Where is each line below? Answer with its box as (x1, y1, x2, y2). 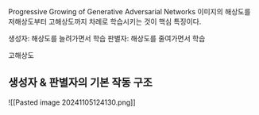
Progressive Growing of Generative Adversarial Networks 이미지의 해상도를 (8, 7, 251, 16)
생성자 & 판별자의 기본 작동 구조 (8, 76, 153, 90)
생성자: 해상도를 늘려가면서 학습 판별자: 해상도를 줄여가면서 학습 (8, 34, 206, 43)
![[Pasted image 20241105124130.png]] (8, 98, 137, 107)
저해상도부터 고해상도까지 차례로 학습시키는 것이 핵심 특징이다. (8, 17, 202, 26)
